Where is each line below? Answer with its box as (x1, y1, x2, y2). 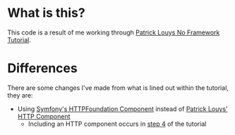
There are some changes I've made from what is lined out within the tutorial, (7, 83, 229, 92)
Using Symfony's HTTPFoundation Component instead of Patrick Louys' (17, 104, 228, 113)
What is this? (7, 5, 86, 21)
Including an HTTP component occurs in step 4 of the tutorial (28, 120, 207, 128)
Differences (7, 60, 78, 77)
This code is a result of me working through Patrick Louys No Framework (7, 28, 220, 37)
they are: (7, 91, 33, 99)
